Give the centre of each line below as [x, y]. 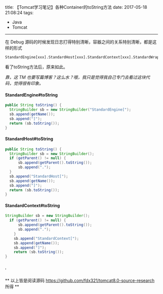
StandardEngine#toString [32, 95]
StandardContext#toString [33, 205]
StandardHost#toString [29, 139]
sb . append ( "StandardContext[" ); [46, 238]
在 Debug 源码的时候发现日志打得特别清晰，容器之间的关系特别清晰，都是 [79, 42]
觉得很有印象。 [28, 83]
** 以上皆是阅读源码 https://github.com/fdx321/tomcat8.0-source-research [80, 281]
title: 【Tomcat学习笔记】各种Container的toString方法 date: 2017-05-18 [76, 7]
